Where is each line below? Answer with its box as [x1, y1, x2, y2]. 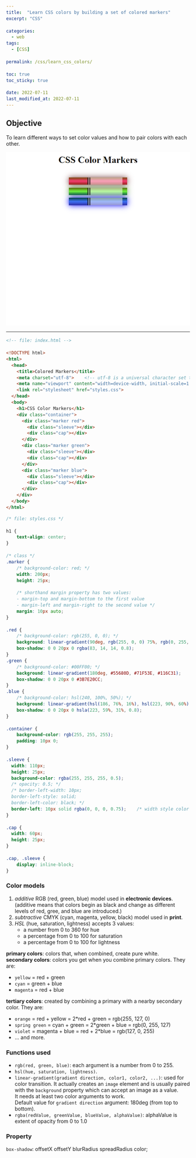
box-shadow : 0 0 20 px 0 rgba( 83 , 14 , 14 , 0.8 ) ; [16, 645, 135, 651]
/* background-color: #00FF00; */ [16, 664, 100, 670]
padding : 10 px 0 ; [16, 738, 59, 744]
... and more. [14, 1034, 45, 1041]
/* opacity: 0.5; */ [11, 781, 61, 787]
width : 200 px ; [16, 571, 51, 577]
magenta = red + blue [14, 986, 64, 993]
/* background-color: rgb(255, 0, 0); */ [16, 633, 118, 639]
